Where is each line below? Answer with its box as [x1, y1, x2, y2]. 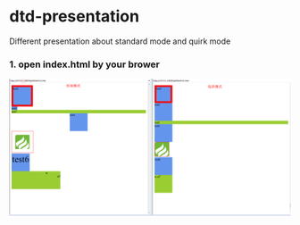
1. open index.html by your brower [9, 58, 161, 71]
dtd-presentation [9, 6, 140, 27]
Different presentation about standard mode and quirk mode [9, 36, 231, 46]
